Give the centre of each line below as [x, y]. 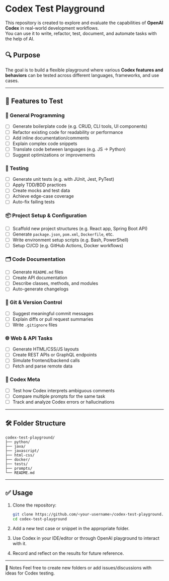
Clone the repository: [34, 505]
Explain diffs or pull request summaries [53, 319]
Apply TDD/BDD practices [39, 185]
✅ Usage [19, 493]
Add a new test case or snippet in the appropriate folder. [71, 529]
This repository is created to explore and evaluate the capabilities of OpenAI [84, 23]
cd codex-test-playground [39, 519]
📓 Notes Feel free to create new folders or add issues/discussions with [78, 568]
